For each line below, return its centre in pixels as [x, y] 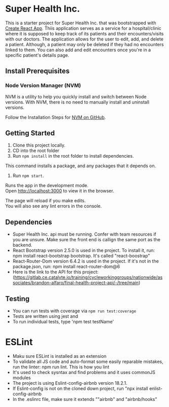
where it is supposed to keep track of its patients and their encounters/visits [85, 33]
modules [22, 378]
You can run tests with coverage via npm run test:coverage [74, 311]
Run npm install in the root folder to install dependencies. [73, 156]
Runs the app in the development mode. [47, 186]
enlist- [156, 388]
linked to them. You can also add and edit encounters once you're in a [78, 50]
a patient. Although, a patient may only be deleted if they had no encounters [85, 44]
